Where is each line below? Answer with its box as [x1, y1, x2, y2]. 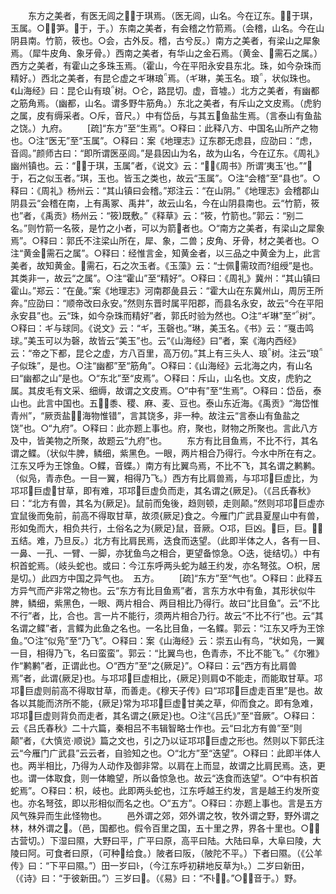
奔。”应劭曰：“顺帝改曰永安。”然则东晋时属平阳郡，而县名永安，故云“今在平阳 [10, 297, 324, 309]
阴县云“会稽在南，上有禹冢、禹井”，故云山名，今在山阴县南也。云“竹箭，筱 [10, 197, 320, 209]
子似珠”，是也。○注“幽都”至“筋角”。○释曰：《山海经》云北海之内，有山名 [10, 360, 313, 371]
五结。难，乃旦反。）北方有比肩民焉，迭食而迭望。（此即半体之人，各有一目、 [10, 535, 326, 546]
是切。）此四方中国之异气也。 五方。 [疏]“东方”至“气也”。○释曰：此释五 [10, 572, 323, 584]
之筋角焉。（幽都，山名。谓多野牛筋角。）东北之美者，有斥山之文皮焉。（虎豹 [10, 97, 322, 109]
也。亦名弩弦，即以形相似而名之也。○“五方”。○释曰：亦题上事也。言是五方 [10, 797, 323, 809]
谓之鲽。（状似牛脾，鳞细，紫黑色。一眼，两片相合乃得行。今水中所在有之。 [10, 447, 322, 459]
